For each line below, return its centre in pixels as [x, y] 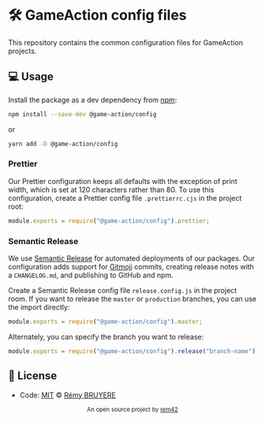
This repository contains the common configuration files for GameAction [125, 42]
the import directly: [39, 307]
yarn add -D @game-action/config [63, 144]
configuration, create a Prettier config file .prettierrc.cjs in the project [125, 197]
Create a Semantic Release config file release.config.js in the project [123, 290]
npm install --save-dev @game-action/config [82, 114]
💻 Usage [31, 77]
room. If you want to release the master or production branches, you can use [132, 299]
